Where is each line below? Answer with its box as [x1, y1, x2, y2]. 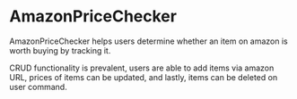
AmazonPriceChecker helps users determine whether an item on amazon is [9, 36, 289, 46]
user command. [9, 81, 67, 92]
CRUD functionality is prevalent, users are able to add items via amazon [9, 62, 275, 73]
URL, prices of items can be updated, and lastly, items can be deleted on [9, 71, 278, 82]
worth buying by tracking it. [9, 45, 111, 55]
